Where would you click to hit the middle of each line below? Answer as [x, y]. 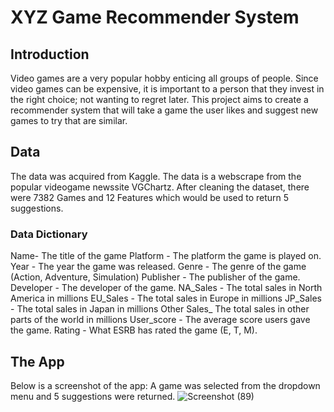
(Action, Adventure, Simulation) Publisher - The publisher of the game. [155, 277]
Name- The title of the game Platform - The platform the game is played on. [166, 256]
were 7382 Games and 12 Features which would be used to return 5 [150, 197]
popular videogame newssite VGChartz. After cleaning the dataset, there [160, 187]
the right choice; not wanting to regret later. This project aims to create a [159, 99]
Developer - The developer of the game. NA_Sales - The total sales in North [166, 288]
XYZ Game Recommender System [155, 17]
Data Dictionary [49, 234]
